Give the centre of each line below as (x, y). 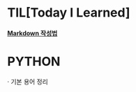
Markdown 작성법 (32, 33)
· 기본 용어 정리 (28, 82)
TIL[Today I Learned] (69, 13)
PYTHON (34, 61)
